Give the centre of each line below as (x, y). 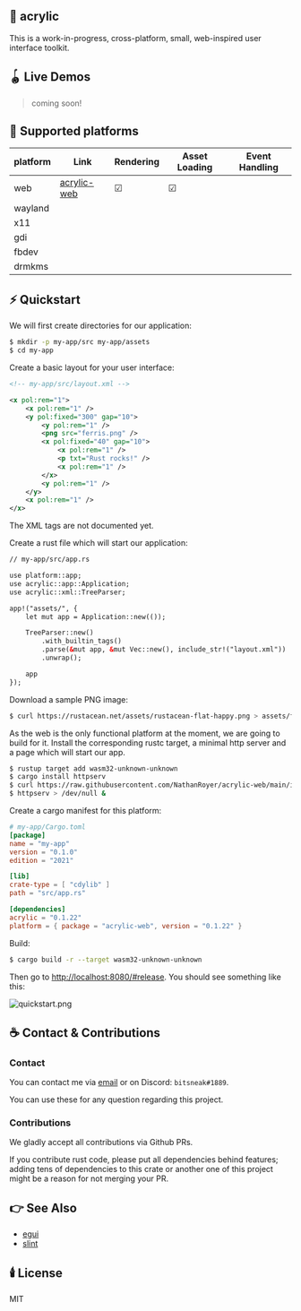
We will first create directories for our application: (101, 326)
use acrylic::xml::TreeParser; (68, 592)
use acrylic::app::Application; (69, 583)
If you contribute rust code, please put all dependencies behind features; (144, 1160)
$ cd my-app (31, 350)
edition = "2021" (42, 860)
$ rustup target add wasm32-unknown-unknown (94, 768)
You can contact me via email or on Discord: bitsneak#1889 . (119, 1082)
